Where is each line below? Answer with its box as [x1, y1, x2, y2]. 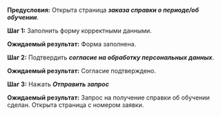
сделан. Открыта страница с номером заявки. [7, 101, 144, 109]
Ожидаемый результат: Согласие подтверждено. [7, 67, 157, 75]
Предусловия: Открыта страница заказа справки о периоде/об [7, 6, 199, 14]
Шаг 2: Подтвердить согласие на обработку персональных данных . [7, 53, 214, 61]
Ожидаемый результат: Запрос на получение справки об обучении [7, 93, 210, 101]
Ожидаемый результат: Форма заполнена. [7, 40, 137, 48]
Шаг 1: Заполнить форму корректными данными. [7, 27, 152, 35]
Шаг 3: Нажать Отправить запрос [7, 80, 109, 88]
